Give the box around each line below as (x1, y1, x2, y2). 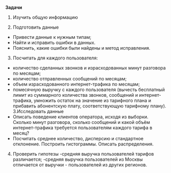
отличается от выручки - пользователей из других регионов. (12, 162, 147, 168)
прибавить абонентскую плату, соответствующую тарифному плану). (12, 103, 166, 109)
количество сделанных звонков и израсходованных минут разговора (12, 65, 166, 71)
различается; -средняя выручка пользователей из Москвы (12, 156, 143, 162)
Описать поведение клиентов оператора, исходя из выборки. (12, 114, 149, 120)
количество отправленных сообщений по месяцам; (12, 76, 127, 81)
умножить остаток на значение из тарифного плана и (33, 97, 151, 103)
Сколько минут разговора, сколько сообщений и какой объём (12, 119, 150, 125)
